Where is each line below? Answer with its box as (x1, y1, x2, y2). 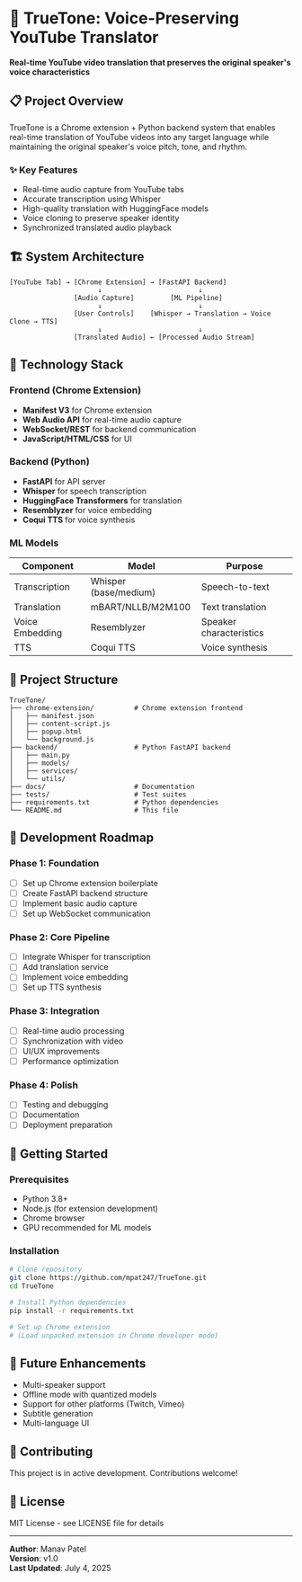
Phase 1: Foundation (9, 858, 100, 870)
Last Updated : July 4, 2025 (9, 1563, 111, 1574)
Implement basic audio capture (22, 898, 138, 909)
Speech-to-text (200, 581, 270, 593)
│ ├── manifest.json (9, 711, 94, 720)
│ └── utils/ (9, 774, 67, 783)
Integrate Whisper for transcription (22, 952, 151, 963)
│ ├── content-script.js (9, 719, 111, 728)
